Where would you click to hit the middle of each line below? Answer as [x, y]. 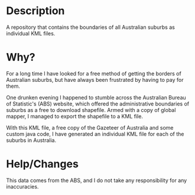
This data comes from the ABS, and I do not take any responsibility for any [97, 180]
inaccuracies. [22, 186]
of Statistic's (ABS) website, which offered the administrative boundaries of [98, 104]
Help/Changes [42, 164]
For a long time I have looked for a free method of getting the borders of [94, 73]
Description [35, 11]
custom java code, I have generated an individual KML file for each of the [95, 134]
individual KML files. [31, 33]
